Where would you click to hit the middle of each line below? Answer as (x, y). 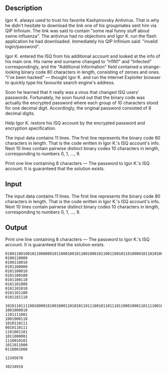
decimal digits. (20, 113)
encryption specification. (31, 128)
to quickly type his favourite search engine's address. (60, 82)
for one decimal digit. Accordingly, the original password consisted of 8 (78, 108)
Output (16, 228)
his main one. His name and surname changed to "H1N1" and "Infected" (79, 61)
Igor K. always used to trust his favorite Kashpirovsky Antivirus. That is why (82, 20)
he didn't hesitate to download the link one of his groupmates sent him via (81, 25)
